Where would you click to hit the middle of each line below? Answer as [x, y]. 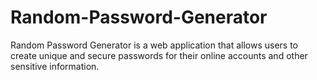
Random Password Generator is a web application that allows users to [154, 45]
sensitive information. [55, 66]
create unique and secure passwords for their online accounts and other [159, 55]
